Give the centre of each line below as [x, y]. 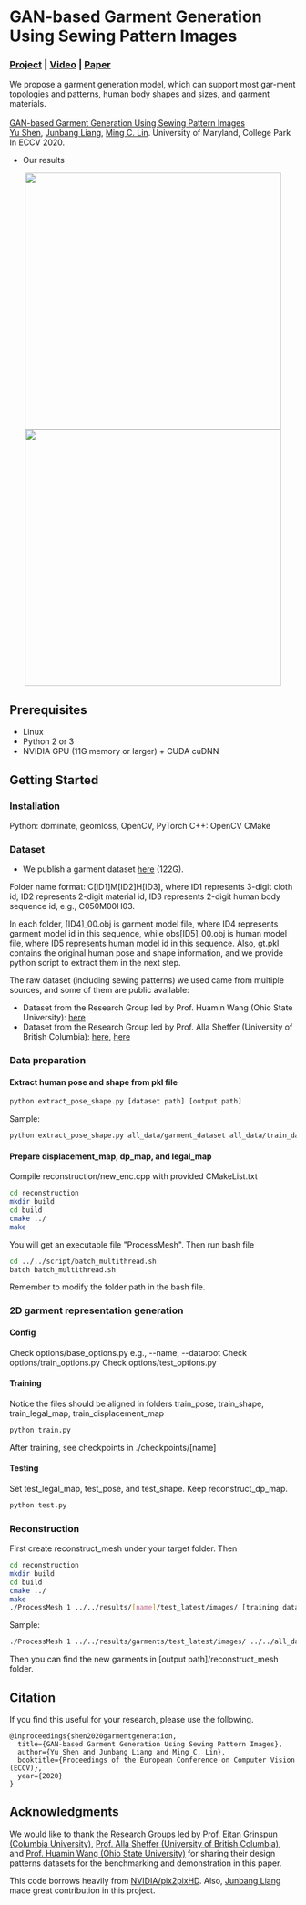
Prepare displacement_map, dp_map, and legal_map [111, 1156]
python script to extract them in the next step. [95, 963]
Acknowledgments [65, 1812]
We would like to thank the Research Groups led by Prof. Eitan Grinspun [143, 1834]
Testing [24, 1468]
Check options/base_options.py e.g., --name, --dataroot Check [128, 1352]
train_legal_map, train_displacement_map [87, 1413]
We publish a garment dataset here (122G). [103, 869]
